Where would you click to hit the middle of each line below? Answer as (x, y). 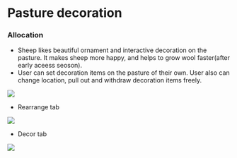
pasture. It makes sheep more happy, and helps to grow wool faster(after (124, 58)
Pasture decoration (65, 13)
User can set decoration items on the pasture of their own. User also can (123, 73)
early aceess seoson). (50, 66)
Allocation (25, 35)
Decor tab (32, 134)
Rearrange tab (39, 107)
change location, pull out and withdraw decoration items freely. (110, 80)
